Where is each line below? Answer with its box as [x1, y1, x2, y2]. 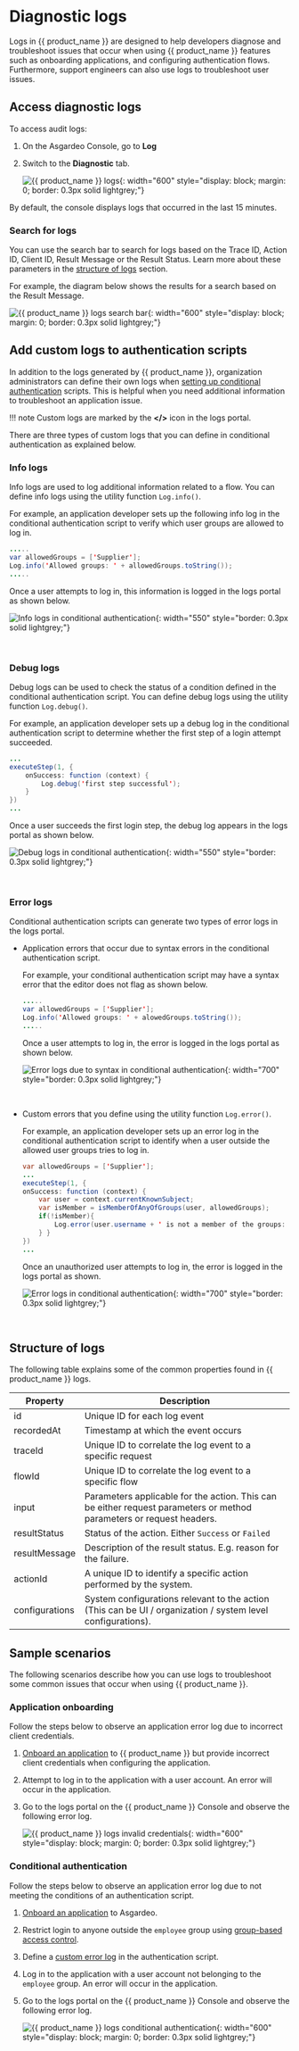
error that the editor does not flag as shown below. [21, 979, 208, 990]
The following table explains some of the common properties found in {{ [9, 1364, 273, 1375]
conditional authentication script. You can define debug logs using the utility [9, 691, 289, 702]
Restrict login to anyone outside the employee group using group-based [21, 1924, 283, 1935]
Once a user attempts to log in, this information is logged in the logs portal [9, 585, 281, 596]
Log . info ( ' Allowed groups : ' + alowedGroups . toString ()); [21, 1013, 242, 1023]
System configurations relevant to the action [84, 1593, 270, 1606]
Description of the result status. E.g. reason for [84, 1541, 279, 1554]
